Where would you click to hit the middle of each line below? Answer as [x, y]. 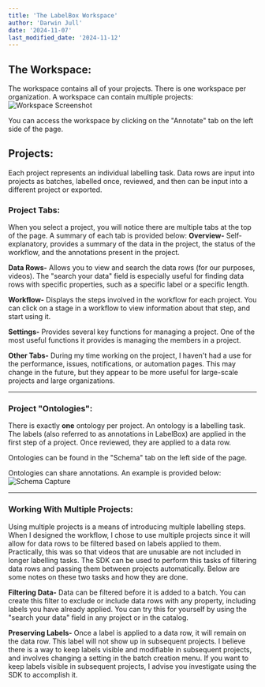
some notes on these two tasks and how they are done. [98, 576]
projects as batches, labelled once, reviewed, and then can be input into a [128, 181]
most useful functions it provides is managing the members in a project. [125, 340]
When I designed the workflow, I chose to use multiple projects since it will [129, 535]
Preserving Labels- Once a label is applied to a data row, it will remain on [127, 633]
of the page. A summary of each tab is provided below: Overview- [116, 236]
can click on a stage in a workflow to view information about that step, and [129, 308]
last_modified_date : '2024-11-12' [65, 38]
